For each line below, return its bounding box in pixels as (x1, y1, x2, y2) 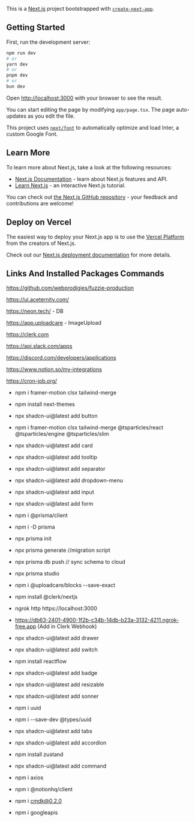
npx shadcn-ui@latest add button (14, 413, 98, 420)
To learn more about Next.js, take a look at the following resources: (6, 163, 172, 171)
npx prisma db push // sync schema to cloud (14, 558, 126, 566)
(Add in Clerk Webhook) (37, 623, 97, 630)
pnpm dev (6, 72, 28, 79)
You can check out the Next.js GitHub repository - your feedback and (6, 193, 178, 201)
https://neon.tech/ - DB (6, 307, 64, 315)
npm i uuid (14, 704, 41, 712)
